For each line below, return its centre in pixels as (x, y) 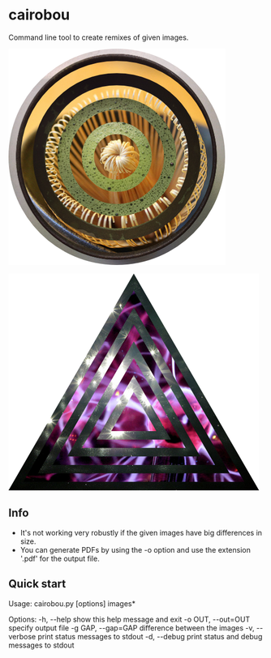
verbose (22, 636)
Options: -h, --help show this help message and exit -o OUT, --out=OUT (129, 619)
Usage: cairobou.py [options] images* (72, 603)
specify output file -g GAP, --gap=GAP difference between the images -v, (131, 628)
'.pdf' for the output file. (60, 558)
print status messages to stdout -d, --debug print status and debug (150, 636)
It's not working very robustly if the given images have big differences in (141, 532)
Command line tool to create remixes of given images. (99, 37)
